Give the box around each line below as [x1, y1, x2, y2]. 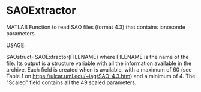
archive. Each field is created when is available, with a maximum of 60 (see [6, 66, 192, 73]
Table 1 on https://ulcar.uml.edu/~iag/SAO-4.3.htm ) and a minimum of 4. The [6, 72, 196, 79]
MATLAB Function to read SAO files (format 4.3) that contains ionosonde [6, 23, 186, 31]
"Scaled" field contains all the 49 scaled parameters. [6, 79, 137, 86]
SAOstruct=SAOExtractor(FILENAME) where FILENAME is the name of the [6, 53, 189, 60]
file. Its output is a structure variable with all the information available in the [6, 60, 192, 67]
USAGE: [6, 41, 26, 49]
